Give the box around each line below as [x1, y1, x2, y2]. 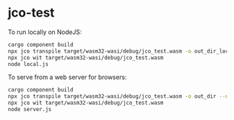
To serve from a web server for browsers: [8, 73, 127, 81]
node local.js [8, 60, 49, 67]
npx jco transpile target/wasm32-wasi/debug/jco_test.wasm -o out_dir [8, 93, 217, 100]
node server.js [8, 106, 52, 113]
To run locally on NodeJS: [8, 28, 82, 36]
